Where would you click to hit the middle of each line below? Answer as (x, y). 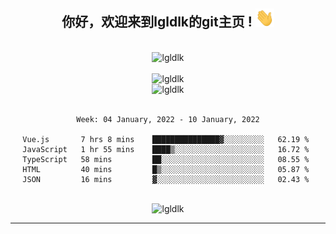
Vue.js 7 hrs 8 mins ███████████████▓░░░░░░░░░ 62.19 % (166, 139)
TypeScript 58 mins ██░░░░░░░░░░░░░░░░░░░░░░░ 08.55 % (166, 159)
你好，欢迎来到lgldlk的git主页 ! (157, 22)
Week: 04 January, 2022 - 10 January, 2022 (168, 119)
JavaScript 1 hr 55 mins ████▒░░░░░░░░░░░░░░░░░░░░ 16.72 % (166, 149)
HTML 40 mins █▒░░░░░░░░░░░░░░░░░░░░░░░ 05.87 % (166, 169)
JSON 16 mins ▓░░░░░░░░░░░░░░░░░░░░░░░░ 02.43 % (166, 179)
